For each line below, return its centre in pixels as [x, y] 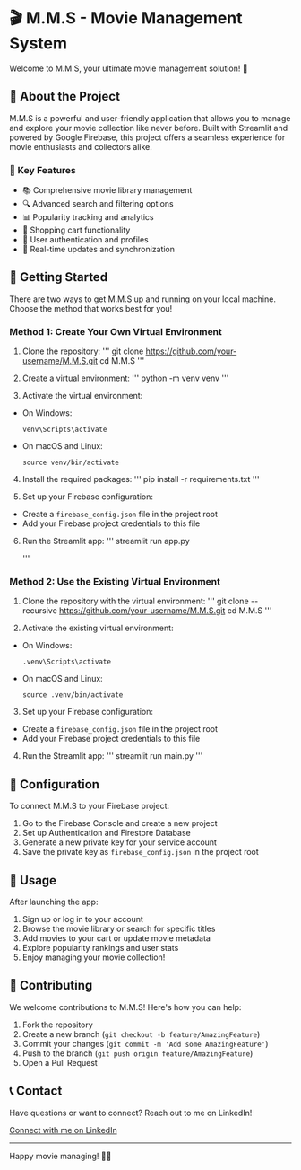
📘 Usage [33, 880]
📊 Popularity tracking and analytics [88, 217]
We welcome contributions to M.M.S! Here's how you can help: [125, 1007]
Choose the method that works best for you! [91, 308]
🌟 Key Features [43, 170]
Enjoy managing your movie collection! [94, 957]
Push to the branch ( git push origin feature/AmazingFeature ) [138, 1053]
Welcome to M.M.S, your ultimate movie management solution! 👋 [129, 68]
